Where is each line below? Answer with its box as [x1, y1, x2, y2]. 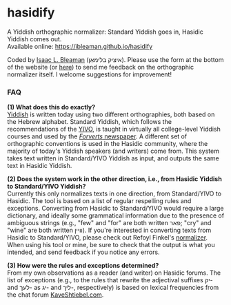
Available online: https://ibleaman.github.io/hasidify [7, 42, 153, 50]
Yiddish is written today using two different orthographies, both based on [7, 110, 215, 118]
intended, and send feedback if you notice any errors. [7, 248, 160, 256]
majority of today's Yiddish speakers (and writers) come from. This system [7, 147, 219, 156]
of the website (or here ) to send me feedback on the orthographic [7, 63, 194, 71]
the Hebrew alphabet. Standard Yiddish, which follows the [7, 118, 172, 126]
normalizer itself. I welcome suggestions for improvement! [7, 70, 172, 78]
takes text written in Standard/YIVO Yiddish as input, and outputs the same [7, 154, 219, 162]
